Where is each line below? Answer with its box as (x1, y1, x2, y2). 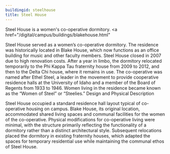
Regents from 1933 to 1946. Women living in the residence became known (5, 85, 161, 91)
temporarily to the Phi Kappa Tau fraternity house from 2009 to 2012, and (5, 63, 159, 69)
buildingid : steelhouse (5, 7, 56, 13)
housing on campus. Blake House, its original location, (26, 106, 140, 112)
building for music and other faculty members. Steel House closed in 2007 (5, 52, 161, 59)
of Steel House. (5, 143, 38, 149)
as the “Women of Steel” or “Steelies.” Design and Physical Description (5, 90, 154, 96)
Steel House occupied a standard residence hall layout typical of (5, 100, 141, 106)
